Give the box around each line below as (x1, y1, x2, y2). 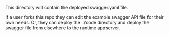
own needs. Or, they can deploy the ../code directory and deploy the (5, 20, 150, 25)
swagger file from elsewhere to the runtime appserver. (5, 25, 120, 31)
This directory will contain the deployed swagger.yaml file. (5, 5, 129, 10)
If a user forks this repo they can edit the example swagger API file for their (5, 14, 164, 20)
